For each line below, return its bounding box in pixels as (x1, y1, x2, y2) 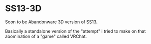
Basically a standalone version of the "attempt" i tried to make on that (5, 28, 146, 34)
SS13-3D (5, 3, 42, 14)
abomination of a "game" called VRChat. (5, 33, 87, 39)
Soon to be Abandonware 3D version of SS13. (5, 19, 98, 25)
